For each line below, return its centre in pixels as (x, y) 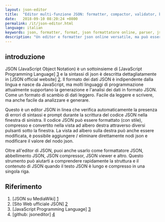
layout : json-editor (26, 10)
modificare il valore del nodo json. (39, 141)
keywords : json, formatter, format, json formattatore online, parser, (80, 32)
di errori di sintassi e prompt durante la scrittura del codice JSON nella (76, 115)
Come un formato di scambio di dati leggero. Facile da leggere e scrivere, (79, 95)
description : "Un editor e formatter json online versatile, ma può (77, 37)
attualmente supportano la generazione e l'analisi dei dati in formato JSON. (81, 89)
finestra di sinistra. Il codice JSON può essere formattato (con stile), (74, 120)
